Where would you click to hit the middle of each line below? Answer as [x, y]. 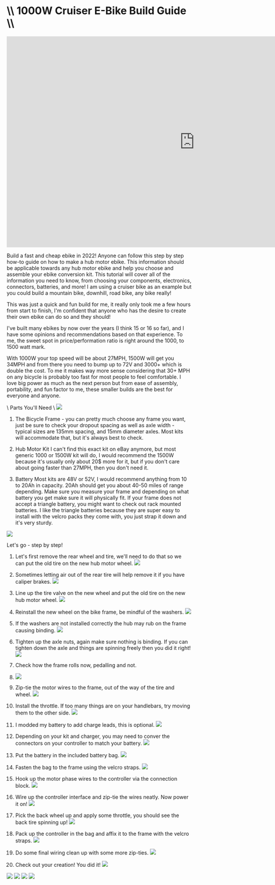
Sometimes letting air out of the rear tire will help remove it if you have [100, 574]
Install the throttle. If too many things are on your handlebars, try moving [103, 706]
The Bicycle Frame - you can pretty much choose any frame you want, [100, 419]
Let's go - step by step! [35, 545]
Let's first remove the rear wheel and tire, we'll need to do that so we [98, 556]
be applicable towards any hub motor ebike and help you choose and [90, 268]
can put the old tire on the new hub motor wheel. [74, 563]
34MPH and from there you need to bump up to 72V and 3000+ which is [94, 364]
